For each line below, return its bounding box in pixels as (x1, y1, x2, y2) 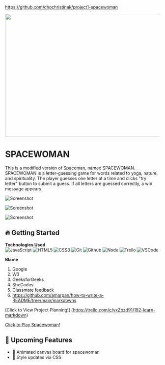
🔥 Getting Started (5, 229, 60, 237)
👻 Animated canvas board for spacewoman (12, 349, 100, 355)
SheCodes (12, 281, 33, 287)
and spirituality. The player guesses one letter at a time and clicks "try (5, 175, 146, 181)
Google (12, 266, 27, 272)
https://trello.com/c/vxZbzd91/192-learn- (73, 307, 156, 313)
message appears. (5, 185, 43, 191)
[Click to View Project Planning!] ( (5, 307, 73, 313)
